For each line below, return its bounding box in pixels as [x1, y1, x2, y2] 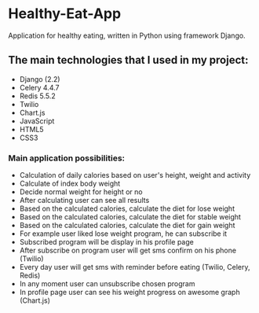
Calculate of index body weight [19, 179, 121, 189]
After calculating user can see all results [19, 196, 150, 205]
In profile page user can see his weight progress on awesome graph [19, 288, 241, 297]
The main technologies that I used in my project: [8, 53, 249, 67]
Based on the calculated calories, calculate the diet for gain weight [19, 221, 235, 230]
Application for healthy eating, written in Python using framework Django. [8, 31, 246, 40]
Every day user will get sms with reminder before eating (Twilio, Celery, [19, 263, 250, 272]
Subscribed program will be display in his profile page [19, 238, 194, 247]
